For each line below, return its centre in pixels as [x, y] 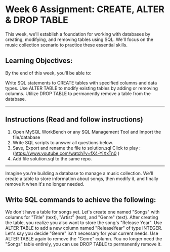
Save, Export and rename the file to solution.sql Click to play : [76, 148]
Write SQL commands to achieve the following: [81, 200]
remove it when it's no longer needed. [45, 184]
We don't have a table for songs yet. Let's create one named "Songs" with [82, 212]
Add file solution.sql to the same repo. [52, 158]
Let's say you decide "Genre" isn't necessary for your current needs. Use [82, 233]
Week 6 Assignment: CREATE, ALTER [85, 9]
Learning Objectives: [39, 61]
